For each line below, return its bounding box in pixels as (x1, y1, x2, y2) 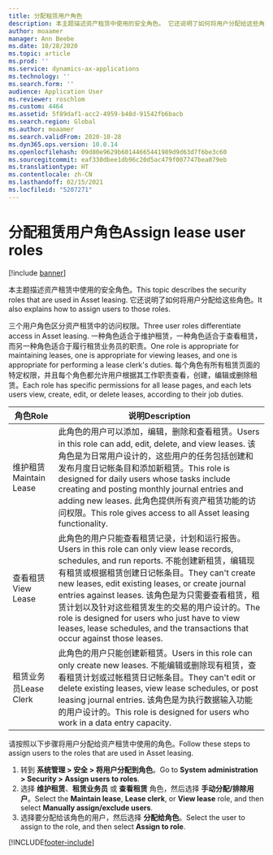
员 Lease (12, 683, 45, 694)
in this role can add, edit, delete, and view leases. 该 (58, 438, 256, 449)
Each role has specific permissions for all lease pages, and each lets (23, 380, 252, 390)
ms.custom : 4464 (8, 102, 63, 111)
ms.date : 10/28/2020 (8, 42, 79, 50)
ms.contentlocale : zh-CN (8, 171, 93, 179)
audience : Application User (8, 87, 104, 96)
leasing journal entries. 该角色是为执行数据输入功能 (58, 694, 253, 705)
